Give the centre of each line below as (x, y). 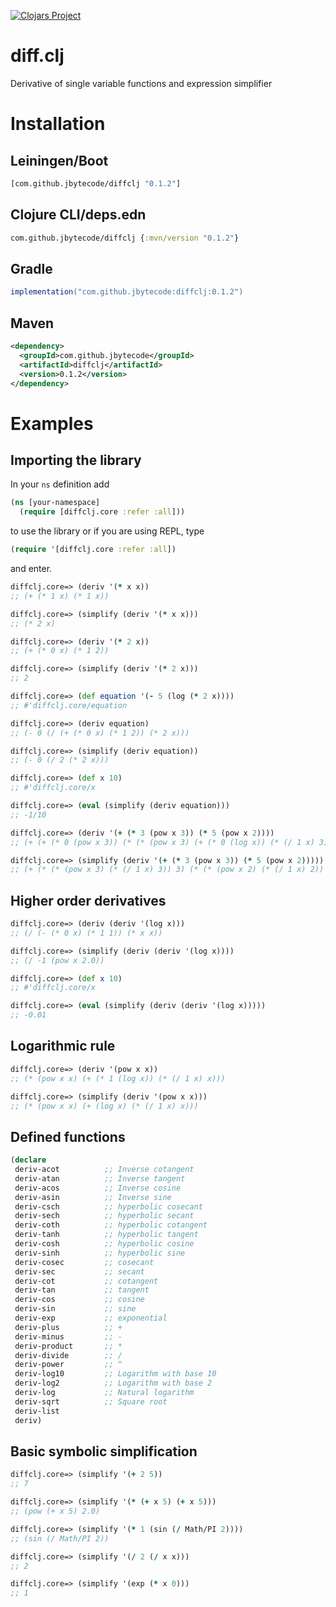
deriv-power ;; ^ (68, 1365)
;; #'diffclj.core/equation (69, 705)
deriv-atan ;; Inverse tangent (100, 1178)
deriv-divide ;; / (68, 1355)
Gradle (31, 268)
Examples (52, 423)
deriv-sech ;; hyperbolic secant (104, 1216)
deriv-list (37, 1411)
